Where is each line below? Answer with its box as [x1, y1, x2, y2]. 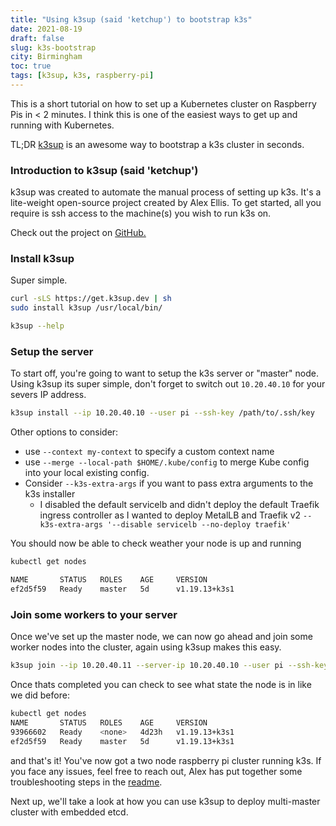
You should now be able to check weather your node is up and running [10, 537, 302, 550]
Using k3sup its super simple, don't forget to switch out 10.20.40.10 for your [10, 378, 326, 390]
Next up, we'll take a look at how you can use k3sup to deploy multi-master [10, 795, 321, 807]
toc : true [10, 61, 52, 71]
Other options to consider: [10, 426, 119, 438]
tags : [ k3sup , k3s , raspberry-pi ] [10, 71, 155, 81]
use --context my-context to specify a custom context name [24, 446, 275, 458]
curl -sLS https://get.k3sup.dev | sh [10, 294, 172, 304]
